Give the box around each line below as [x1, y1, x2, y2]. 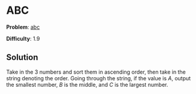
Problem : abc [6, 23, 40, 31]
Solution [6, 52, 38, 63]
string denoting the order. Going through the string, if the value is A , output [6, 74, 191, 81]
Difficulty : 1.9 [6, 35, 40, 42]
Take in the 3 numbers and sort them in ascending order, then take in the [6, 68, 186, 75]
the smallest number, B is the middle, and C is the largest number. [6, 81, 168, 88]
